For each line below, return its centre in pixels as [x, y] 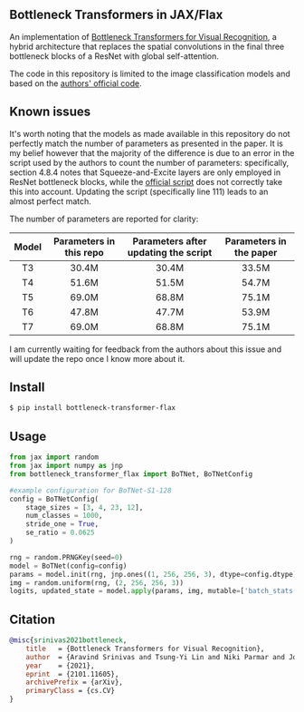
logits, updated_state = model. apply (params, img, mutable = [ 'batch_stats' [153, 591]
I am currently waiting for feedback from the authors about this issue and [146, 349]
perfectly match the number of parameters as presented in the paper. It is [146, 143]
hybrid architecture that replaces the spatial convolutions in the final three [147, 46]
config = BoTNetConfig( [54, 499]
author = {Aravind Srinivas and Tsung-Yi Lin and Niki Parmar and [155, 657]
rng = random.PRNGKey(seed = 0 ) [66, 557]
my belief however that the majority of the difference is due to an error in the [152, 152]
